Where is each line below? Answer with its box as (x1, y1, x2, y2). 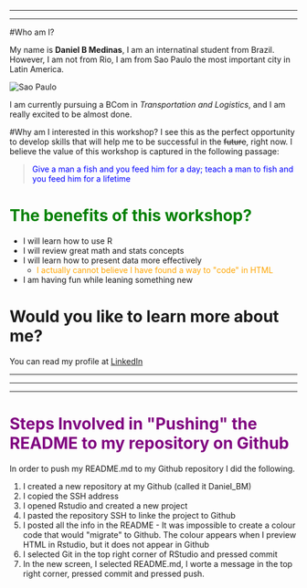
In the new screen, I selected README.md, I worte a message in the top (22, 558, 293, 569)
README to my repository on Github (9, 433, 290, 454)
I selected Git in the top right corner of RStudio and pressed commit (22, 549, 279, 560)
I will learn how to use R (22, 235, 112, 247)
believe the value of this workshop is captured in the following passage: (9, 146, 281, 156)
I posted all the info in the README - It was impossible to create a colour (22, 520, 296, 530)
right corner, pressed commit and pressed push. (22, 568, 206, 579)
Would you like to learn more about (9, 307, 280, 327)
